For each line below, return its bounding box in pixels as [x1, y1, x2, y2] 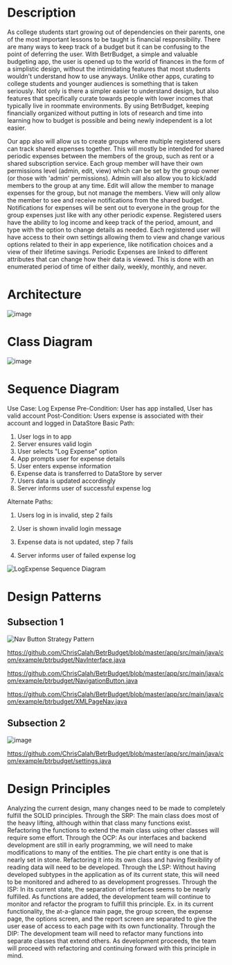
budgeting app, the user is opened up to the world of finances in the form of [7, 57, 225, 65]
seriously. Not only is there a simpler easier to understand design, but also [7, 87, 220, 95]
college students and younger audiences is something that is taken [7, 79, 199, 87]
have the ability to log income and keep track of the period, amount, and [7, 218, 213, 226]
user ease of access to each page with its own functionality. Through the [7, 921, 215, 930]
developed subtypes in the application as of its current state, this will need [7, 870, 220, 878]
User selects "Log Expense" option [17, 447, 118, 455]
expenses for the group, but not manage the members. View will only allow [7, 189, 221, 197]
